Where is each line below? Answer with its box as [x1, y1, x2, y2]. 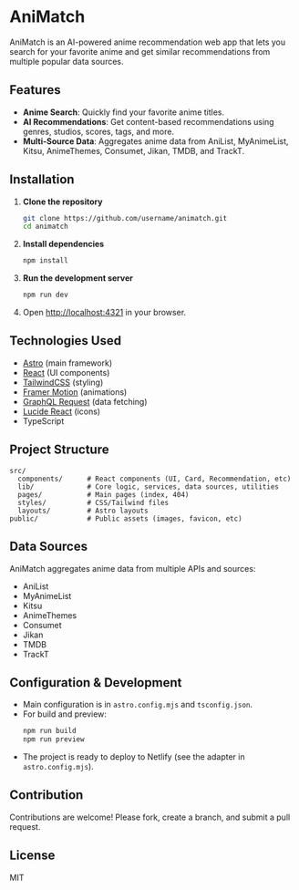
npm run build [22, 727, 77, 736]
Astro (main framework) [22, 357, 112, 368]
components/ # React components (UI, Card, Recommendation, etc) [17, 474, 292, 483]
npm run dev [22, 290, 68, 300]
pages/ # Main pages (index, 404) [17, 490, 190, 499]
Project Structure [9, 442, 109, 458]
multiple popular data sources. [9, 56, 125, 67]
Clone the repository [22, 196, 103, 207]
